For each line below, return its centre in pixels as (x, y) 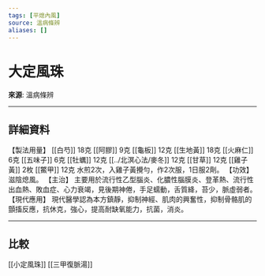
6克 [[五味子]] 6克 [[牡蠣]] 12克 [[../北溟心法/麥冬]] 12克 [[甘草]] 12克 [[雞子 (128, 160)
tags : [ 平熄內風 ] (34, 15)
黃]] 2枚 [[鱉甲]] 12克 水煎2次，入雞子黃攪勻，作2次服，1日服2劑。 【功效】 (131, 170)
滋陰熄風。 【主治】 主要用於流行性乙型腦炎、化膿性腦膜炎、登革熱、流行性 (131, 180)
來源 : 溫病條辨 (31, 95)
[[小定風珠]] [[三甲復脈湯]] (50, 264)
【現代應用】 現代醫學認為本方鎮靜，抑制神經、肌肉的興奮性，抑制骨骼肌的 (130, 200)
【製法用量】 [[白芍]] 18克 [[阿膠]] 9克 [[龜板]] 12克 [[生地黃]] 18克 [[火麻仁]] (131, 150)
